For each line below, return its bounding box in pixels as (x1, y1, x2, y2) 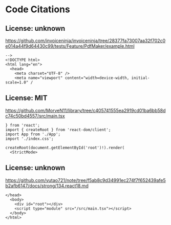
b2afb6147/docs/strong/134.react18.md (5, 182, 89, 189)
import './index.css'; (5, 136, 54, 141)
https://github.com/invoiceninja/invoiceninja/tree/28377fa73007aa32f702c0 (5, 37, 166, 44)
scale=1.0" (5, 80, 29, 85)
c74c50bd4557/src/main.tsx (5, 113, 65, 119)
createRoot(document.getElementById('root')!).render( (5, 145, 125, 150)
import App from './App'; (5, 132, 60, 137)
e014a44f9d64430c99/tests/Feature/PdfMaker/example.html (5, 43, 135, 49)
